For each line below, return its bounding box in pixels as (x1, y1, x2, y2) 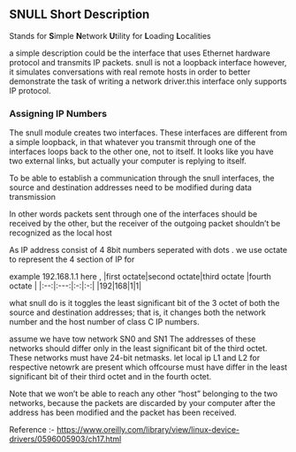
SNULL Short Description (9, 7, 150, 22)
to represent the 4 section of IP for (9, 254, 135, 264)
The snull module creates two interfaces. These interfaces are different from (9, 127, 288, 138)
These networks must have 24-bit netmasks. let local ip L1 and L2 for (9, 353, 261, 364)
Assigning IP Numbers (9, 107, 108, 119)
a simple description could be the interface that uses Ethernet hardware (9, 48, 271, 58)
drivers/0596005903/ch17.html (9, 433, 122, 445)
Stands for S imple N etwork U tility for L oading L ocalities (9, 30, 212, 41)
